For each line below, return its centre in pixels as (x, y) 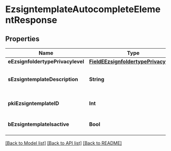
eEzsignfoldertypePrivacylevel (46, 62)
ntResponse (31, 20)
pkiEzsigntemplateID (34, 103)
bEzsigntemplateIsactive (39, 124)
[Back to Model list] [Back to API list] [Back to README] (64, 143)
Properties (22, 39)
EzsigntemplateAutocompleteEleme (83, 9)
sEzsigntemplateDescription (43, 79)
